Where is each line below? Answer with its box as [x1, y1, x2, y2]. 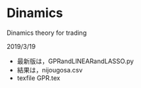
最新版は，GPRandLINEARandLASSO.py [16, 57, 134, 65]
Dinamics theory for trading [6, 28, 87, 37]
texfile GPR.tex [16, 73, 61, 82]
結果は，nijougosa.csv [16, 65, 83, 74]
